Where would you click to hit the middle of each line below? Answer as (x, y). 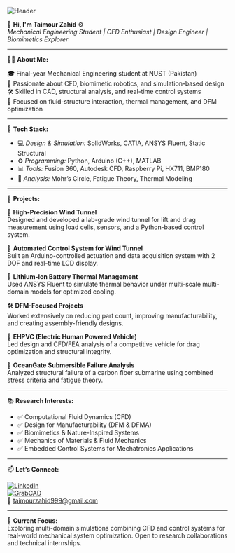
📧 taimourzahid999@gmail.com (52, 500)
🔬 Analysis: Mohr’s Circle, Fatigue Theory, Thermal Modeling (105, 178)
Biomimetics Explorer (38, 39)
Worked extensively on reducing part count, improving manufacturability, (113, 316)
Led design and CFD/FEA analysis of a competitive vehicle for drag (104, 344)
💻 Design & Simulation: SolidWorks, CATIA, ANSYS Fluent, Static (111, 143)
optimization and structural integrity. (59, 351)
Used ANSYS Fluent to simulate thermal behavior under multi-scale (104, 284)
